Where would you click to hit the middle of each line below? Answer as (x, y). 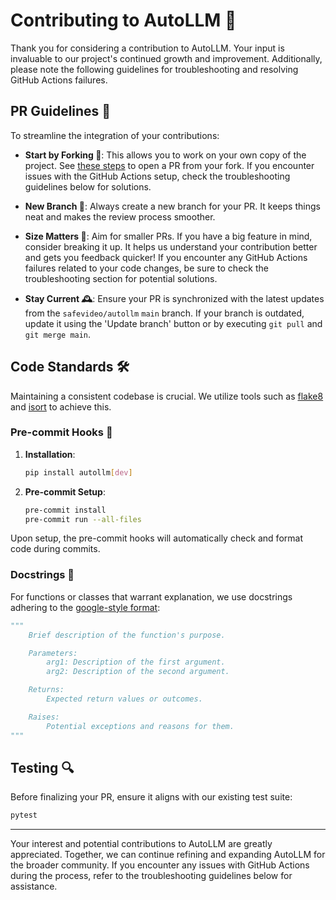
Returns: (46, 690)
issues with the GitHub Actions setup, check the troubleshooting (157, 176)
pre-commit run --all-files (83, 519)
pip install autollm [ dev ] (78, 472)
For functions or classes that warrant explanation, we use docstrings (151, 596)
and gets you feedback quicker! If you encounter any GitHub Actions (166, 257)
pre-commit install (65, 510)
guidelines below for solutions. (88, 186)
